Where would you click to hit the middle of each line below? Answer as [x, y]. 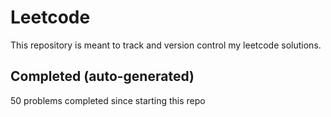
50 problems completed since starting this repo [108, 100]
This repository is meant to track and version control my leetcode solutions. [166, 45]
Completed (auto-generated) [102, 76]
